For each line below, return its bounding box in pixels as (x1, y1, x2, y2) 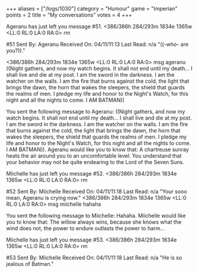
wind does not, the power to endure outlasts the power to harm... (6, 225, 165, 231)
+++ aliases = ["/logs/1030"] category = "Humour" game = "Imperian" (6, 5, 178, 12)
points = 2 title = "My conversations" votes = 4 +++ (6, 11, 132, 18)
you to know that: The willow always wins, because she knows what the (6, 218, 182, 225)
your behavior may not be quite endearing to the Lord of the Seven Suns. (6, 159, 184, 165)
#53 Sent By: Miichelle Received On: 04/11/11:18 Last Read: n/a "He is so (6, 254, 183, 261)
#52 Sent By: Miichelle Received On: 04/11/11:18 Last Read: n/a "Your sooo (6, 188, 187, 195)
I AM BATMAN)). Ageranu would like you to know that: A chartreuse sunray (6, 146, 189, 153)
